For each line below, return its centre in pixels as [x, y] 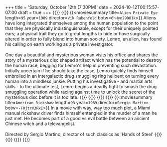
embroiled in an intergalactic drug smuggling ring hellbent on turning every [82, 76]
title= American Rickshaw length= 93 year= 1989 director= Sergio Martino [77, 102]
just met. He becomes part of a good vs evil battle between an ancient [77, 118]
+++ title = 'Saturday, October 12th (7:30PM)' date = [59, 7]
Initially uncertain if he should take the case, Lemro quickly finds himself [79, 71]
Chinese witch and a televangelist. [40, 124]
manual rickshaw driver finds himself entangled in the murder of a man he [81, 113]
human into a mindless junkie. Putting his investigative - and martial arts [79, 81]
